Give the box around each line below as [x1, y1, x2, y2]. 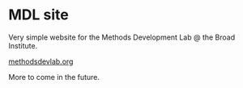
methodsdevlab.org [8, 57, 74, 66]
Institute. [8, 40, 38, 50]
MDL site [8, 6, 69, 24]
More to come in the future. [8, 72, 100, 82]
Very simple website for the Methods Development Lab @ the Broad [8, 32, 236, 42]
